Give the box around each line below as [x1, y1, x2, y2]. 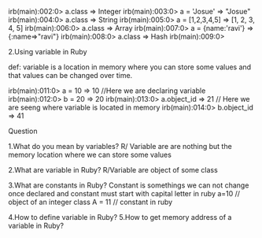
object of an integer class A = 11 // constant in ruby [8, 197, 173, 206]
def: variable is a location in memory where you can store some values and [8, 62, 252, 72]
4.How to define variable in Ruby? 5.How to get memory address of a [8, 213, 232, 221]
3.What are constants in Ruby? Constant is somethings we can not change [8, 180, 249, 190]
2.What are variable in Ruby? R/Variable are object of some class [8, 165, 218, 174]
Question [8, 126, 38, 136]
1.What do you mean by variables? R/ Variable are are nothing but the [8, 142, 232, 151]
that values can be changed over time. [8, 71, 133, 80]
